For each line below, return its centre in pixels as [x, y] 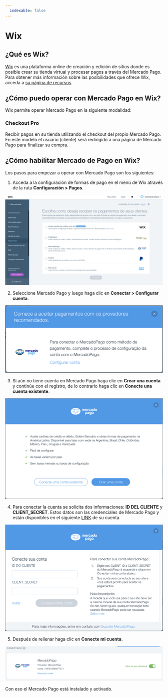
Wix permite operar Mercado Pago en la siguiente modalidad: [68, 110]
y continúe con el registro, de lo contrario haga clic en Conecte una [82, 386]
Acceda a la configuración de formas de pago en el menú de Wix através [87, 182]
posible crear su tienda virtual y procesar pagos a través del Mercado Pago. [83, 72]
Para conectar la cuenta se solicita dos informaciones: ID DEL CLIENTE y [87, 507]
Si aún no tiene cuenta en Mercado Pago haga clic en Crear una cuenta [86, 380]
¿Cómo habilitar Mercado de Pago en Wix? [73, 161]
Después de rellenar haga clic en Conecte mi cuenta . [67, 639]
